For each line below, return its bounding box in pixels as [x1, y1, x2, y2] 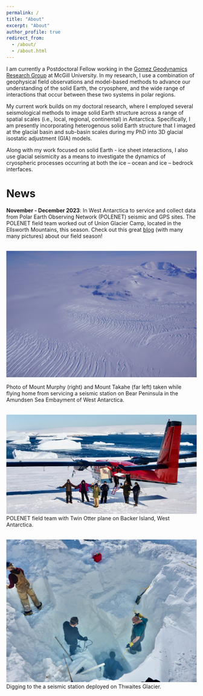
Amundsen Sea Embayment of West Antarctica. [6, 396, 125, 404]
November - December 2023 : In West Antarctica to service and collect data [6, 206, 196, 214]
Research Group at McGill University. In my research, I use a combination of [6, 71, 195, 78]
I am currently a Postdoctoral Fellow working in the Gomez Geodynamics [6, 65, 188, 72]
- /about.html [11, 48, 47, 54]
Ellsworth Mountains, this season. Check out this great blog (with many [6, 226, 183, 233]
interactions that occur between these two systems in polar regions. [6, 91, 176, 98]
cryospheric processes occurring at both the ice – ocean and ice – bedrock [6, 159, 193, 166]
